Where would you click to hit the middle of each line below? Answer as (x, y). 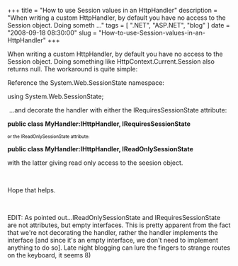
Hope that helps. (32, 190)
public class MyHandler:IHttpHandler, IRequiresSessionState (99, 124)
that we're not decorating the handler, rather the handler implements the (113, 232)
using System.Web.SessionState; (56, 96)
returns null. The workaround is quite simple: (73, 69)
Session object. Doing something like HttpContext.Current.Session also (111, 62)
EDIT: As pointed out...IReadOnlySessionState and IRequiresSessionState (114, 218)
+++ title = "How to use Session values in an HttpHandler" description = (113, 10)
